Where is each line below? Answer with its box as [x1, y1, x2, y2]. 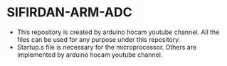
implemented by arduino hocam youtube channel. [16, 50, 163, 59]
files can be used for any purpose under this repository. [16, 35, 181, 43]
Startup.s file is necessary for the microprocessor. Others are [16, 43, 197, 51]
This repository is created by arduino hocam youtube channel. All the [16, 28, 220, 36]
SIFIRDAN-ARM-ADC [6, 4, 132, 21]
